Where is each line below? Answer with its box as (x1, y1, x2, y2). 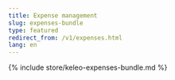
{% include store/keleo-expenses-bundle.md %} (8, 63, 168, 72)
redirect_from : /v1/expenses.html (8, 33, 123, 42)
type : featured (8, 26, 59, 34)
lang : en (8, 41, 37, 49)
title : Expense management (8, 11, 98, 20)
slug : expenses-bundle (8, 19, 84, 27)
